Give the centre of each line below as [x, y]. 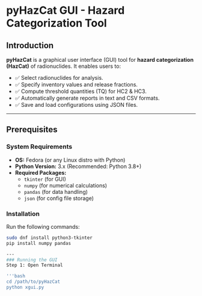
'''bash [16, 276]
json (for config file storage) [59, 198]
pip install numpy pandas [38, 243]
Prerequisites [32, 130]
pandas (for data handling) [56, 192]
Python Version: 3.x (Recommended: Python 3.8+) [78, 166]
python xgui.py [25, 288]
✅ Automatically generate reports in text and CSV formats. [87, 98]
